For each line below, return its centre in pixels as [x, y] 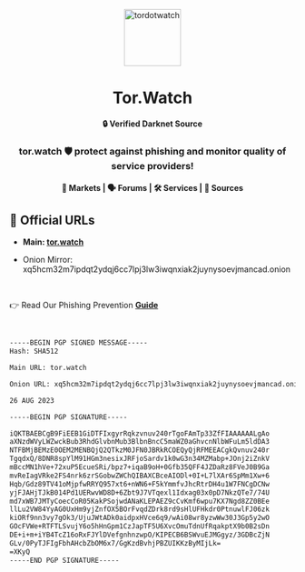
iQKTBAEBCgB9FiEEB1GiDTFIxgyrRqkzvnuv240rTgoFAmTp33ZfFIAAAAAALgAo [140, 433]
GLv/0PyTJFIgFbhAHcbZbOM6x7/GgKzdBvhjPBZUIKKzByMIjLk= [115, 543]
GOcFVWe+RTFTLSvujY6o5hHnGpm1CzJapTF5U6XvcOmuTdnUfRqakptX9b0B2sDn [140, 527]
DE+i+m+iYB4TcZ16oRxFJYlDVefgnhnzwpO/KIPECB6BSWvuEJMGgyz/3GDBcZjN [140, 535]
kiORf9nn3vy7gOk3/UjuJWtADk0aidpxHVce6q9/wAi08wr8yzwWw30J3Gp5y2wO [140, 518]
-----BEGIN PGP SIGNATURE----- [69, 417]
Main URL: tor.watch [49, 368]
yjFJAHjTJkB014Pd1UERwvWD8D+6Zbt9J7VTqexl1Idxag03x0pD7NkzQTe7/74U [140, 492]
